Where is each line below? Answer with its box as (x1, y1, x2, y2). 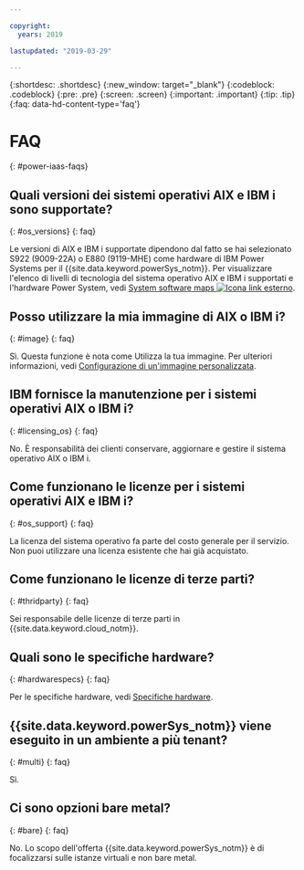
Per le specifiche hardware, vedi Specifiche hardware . (9, 691, 214, 703)
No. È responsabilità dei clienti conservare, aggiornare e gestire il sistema (9, 443, 286, 454)
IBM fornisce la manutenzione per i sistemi (9, 387, 257, 403)
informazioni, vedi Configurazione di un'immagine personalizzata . (9, 360, 257, 371)
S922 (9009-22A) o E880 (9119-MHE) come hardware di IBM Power (9, 253, 265, 265)
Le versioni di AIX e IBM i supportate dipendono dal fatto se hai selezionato (9, 244, 292, 255)
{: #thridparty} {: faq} (9, 595, 89, 607)
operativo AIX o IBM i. (9, 453, 91, 464)
